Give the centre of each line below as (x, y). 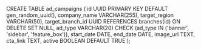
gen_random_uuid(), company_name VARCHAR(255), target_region (90, 15)
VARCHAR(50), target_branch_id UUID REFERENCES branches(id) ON (94, 21)
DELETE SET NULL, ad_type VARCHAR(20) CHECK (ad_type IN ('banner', (98, 28)
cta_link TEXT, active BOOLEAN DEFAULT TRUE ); (68, 41)
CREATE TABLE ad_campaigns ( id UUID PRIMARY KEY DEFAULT (87, 9)
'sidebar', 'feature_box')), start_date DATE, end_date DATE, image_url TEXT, (101, 34)
